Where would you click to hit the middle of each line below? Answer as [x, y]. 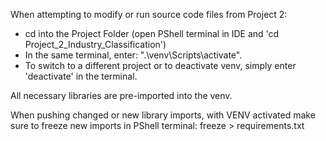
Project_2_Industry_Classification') [95, 44]
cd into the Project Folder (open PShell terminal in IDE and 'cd [152, 33]
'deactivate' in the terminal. [81, 76]
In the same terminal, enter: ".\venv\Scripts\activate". [133, 55]
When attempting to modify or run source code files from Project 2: [149, 14]
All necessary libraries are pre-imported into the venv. [121, 95]
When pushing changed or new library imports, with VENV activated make [163, 115]
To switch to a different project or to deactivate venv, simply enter [160, 65]
